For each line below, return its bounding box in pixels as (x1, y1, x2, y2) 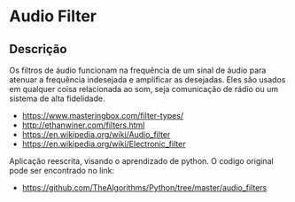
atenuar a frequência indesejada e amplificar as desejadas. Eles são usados (9, 74, 286, 85)
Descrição (9, 42, 67, 57)
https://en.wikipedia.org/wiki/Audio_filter (21, 129, 171, 139)
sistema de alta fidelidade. (9, 93, 105, 104)
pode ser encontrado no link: (9, 166, 115, 175)
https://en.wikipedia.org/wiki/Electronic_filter (21, 139, 186, 149)
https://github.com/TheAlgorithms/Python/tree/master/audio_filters (21, 183, 268, 192)
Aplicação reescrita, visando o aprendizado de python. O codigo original (9, 156, 274, 166)
